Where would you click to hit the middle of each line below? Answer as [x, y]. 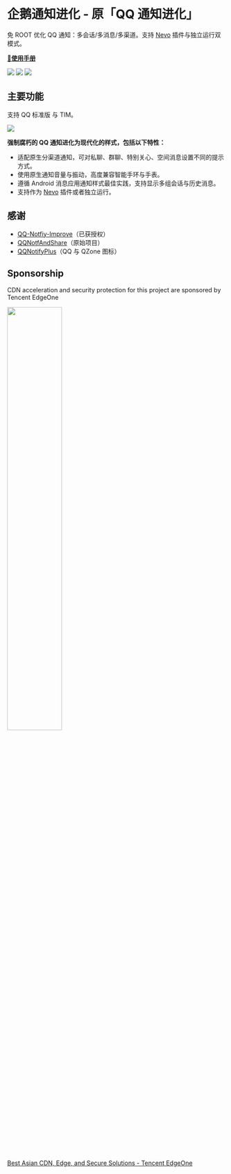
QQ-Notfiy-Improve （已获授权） [63, 234]
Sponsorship [35, 273]
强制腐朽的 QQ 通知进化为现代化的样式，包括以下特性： [86, 142]
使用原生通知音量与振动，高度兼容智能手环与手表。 [90, 174]
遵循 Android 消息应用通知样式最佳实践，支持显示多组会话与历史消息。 [118, 183]
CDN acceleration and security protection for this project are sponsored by [114, 290]
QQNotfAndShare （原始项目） [60, 242]
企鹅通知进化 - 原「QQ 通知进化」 [103, 14]
